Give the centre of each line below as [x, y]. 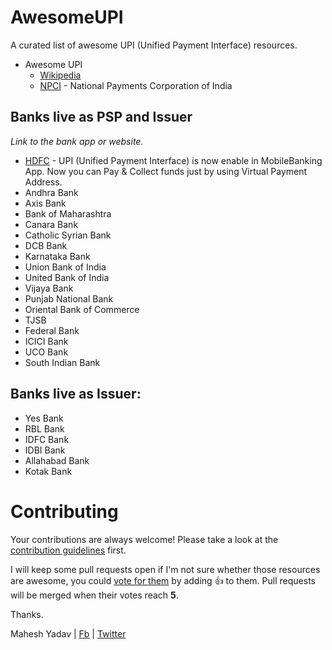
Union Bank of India [65, 267]
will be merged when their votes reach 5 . [94, 595]
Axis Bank [45, 203]
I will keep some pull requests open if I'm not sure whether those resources [165, 569]
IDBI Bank [45, 450]
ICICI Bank [46, 341]
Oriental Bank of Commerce [82, 309]
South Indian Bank [62, 362]
